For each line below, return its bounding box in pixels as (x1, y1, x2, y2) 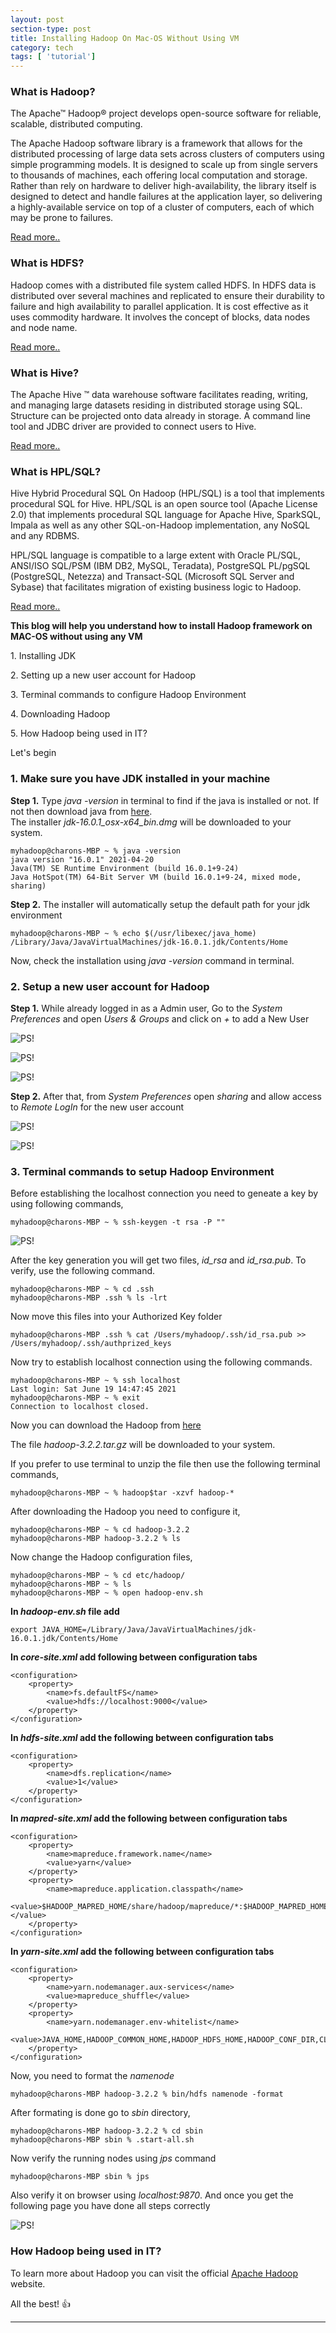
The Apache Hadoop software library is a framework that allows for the (10, 137, 303, 150)
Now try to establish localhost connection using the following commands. (10, 1356, 313, 1368)
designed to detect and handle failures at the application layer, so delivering (10, 191, 323, 203)
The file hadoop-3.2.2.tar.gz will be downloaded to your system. (10, 1439, 276, 1451)
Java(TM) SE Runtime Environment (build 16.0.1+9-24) (10, 863, 240, 873)
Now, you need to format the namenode (10, 2070, 175, 2082)
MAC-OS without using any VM (10, 631, 143, 643)
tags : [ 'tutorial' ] (10, 52, 97, 62)
